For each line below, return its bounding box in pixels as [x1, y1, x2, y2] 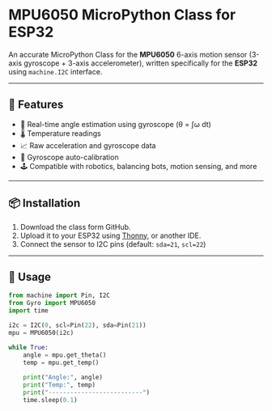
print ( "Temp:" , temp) [23, 381, 96, 389]
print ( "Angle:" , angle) [23, 374, 104, 382]
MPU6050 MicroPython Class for [8, 6, 236, 24]
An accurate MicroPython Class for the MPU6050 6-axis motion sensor [8, 49, 248, 59]
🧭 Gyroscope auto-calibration [19, 152, 119, 162]
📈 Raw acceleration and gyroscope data [19, 140, 156, 150]
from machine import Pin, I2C [8, 291, 111, 300]
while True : [8, 343, 49, 351]
